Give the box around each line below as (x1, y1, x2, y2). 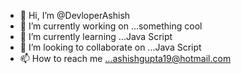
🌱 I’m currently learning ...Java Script (19, 31, 173, 42)
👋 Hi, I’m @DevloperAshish (19, 10, 131, 21)
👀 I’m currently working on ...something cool (19, 20, 203, 32)
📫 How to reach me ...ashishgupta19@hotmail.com (19, 53, 232, 64)
